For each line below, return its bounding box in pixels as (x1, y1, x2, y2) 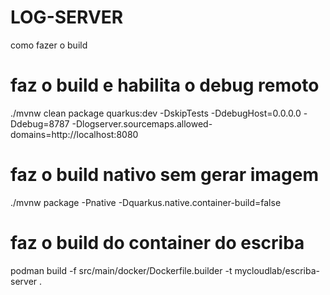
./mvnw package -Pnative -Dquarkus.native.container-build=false (10, 196, 282, 208)
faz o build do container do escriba (10, 232, 305, 254)
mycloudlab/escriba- (234, 264, 320, 276)
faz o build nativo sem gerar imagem (10, 164, 320, 186)
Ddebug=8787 (10, 117, 70, 130)
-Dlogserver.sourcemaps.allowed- (71, 117, 213, 130)
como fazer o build (10, 39, 88, 51)
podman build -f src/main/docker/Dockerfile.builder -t (10, 264, 233, 276)
